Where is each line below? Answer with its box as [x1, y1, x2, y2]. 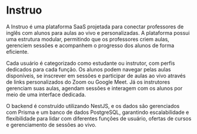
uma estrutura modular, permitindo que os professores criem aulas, [6, 35, 169, 43]
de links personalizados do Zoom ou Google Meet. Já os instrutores [6, 78, 171, 86]
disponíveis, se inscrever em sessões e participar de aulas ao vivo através [6, 72, 186, 79]
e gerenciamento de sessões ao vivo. [6, 121, 97, 128]
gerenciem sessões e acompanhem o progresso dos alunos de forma [6, 42, 175, 49]
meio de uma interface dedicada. [6, 91, 86, 98]
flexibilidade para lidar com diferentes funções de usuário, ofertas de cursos [6, 115, 192, 122]
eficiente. [6, 48, 29, 55]
